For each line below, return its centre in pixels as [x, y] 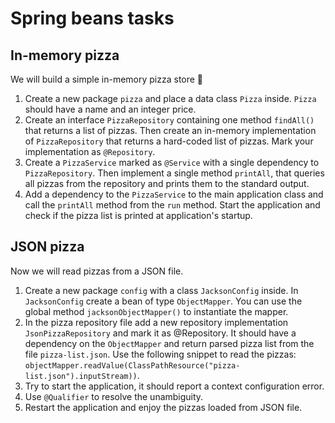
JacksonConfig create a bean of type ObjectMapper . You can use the [163, 301]
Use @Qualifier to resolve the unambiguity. [114, 396]
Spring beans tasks [92, 18]
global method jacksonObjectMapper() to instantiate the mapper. [156, 311]
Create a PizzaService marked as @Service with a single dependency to [172, 162]
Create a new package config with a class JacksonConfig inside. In [161, 290]
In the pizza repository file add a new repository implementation [156, 322]
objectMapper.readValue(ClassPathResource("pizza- [132, 365]
